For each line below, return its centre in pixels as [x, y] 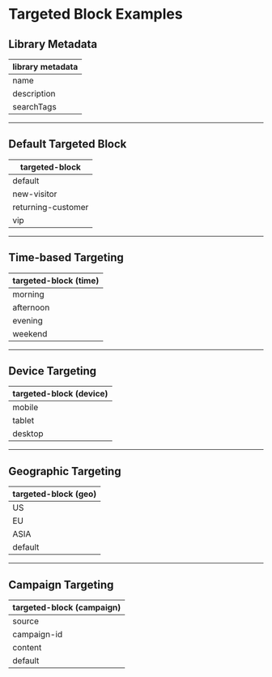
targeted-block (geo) [55, 494]
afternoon [31, 307]
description [34, 94]
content [27, 648]
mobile [25, 408]
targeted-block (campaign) [67, 607]
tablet [23, 421]
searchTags [34, 107]
